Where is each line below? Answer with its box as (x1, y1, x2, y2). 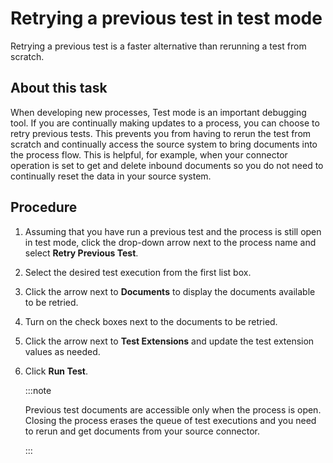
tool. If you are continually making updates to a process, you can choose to (10, 117, 320, 129)
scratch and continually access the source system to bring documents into (10, 138, 318, 150)
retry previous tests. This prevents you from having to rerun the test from (10, 127, 312, 139)
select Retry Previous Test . (24, 247, 139, 259)
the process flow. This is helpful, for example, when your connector (10, 148, 288, 161)
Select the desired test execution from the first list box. (24, 266, 252, 278)
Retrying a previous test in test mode (10, 7, 323, 30)
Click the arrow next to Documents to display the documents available (24, 285, 316, 297)
